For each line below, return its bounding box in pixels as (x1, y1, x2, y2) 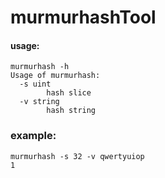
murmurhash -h (10, 62, 70, 72)
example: (10, 129, 57, 143)
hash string (46, 106, 97, 116)
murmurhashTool (10, 6, 157, 29)
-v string (19, 97, 60, 107)
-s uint (19, 79, 52, 90)
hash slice (46, 88, 92, 98)
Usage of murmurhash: (10, 71, 101, 81)
